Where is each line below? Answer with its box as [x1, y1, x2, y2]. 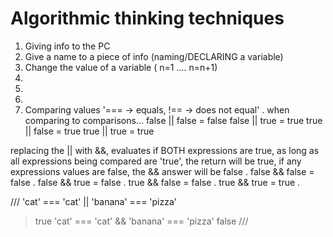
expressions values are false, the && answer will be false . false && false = [10, 165, 315, 177]
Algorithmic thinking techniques [10, 7, 285, 30]
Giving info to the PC [24, 40, 111, 52]
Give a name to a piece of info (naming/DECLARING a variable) [24, 50, 284, 62]
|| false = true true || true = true [24, 125, 155, 137]
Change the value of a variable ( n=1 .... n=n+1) [24, 61, 218, 73]
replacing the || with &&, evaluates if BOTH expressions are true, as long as [10, 144, 320, 156]
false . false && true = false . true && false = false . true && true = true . [10, 176, 301, 188]
